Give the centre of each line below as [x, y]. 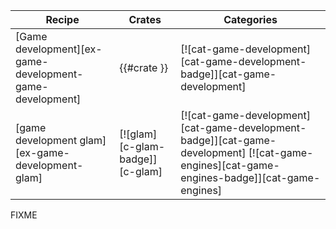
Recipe [62, 19]
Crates [145, 19]
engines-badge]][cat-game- [250, 177]
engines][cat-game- [230, 165]
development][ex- [59, 49]
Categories [250, 19]
